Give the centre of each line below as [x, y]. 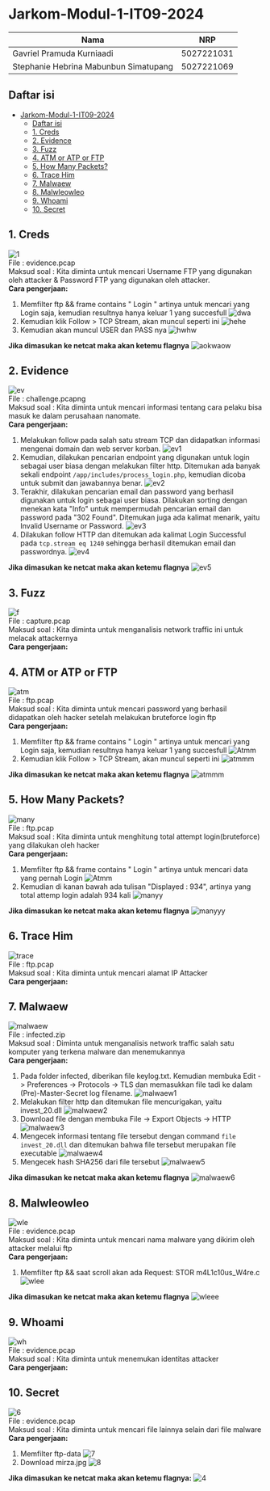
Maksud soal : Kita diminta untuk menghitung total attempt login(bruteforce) [134, 836]
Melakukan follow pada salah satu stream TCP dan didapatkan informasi [140, 440]
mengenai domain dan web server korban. [90, 449]
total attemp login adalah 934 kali [75, 895]
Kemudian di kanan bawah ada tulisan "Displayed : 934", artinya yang [135, 887]
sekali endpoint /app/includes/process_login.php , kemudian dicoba [133, 474]
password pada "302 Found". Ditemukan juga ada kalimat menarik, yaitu [140, 517]
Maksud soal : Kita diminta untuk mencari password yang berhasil [118, 709]
